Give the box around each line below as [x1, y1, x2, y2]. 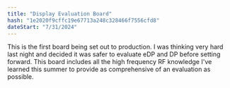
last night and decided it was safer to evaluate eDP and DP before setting [7, 50, 221, 58]
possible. [7, 73, 34, 81]
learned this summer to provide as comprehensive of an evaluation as [7, 65, 211, 74]
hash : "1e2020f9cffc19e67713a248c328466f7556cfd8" [7, 17, 160, 24]
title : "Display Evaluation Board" [7, 10, 113, 18]
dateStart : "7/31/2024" [7, 23, 78, 30]
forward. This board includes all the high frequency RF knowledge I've [7, 58, 212, 66]
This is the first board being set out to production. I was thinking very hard [7, 43, 224, 51]
